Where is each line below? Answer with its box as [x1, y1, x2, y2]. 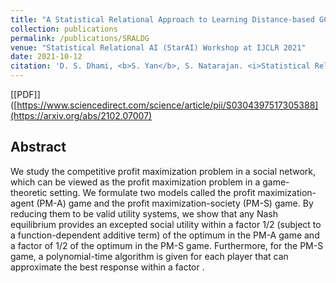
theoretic [10, 186, 48, 198]
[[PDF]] [10, 89, 41, 100]
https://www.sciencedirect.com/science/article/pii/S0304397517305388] [16, 99, 319, 111]
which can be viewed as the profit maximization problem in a [10, 176, 261, 188]
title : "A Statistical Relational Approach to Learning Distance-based [10, 14, 315, 25]
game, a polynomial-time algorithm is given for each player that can [10, 250, 289, 262]
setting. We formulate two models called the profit [49, 186, 256, 198]
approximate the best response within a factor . [10, 261, 205, 273]
